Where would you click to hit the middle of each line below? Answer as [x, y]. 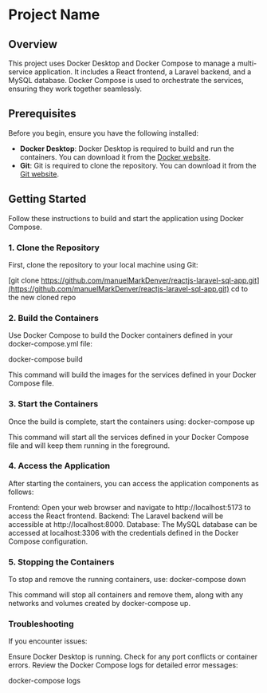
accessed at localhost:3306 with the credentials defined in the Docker [124, 533]
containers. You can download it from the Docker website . [115, 156]
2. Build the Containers [54, 318]
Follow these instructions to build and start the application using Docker [126, 218]
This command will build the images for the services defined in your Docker [132, 375]
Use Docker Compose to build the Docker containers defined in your [121, 335]
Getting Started [47, 199]
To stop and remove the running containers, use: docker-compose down [127, 580]
